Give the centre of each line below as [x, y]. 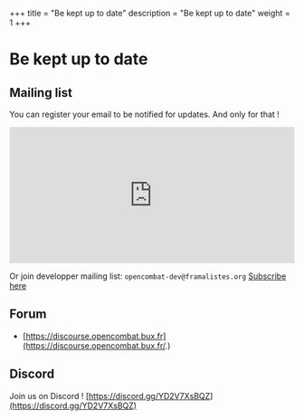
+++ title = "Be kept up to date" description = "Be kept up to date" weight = [150, 13]
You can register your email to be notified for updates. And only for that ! [145, 114]
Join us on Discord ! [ [49, 396]
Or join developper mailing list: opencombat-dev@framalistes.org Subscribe [148, 276]
